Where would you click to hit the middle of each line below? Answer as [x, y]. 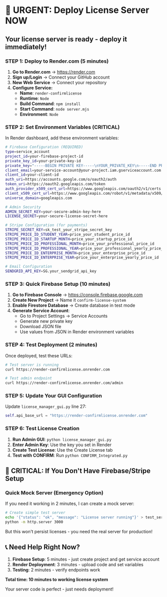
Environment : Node [39, 114]
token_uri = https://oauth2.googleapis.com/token [55, 184]
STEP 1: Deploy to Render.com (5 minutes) [57, 61]
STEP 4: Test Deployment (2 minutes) [51, 345]
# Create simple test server [35, 513]
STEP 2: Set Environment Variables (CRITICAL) [63, 127]
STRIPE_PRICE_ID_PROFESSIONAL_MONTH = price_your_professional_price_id [80, 243]
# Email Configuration [29, 267]
